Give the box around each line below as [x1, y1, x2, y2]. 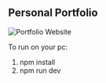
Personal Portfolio [8, 6, 98, 20]
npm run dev [19, 66, 61, 75]
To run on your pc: [8, 42, 68, 52]
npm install [19, 57, 56, 67]
